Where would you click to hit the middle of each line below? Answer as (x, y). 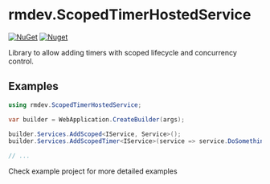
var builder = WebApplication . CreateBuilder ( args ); (96, 119)
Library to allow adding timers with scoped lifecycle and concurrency (123, 52)
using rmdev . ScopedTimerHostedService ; (75, 105)
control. (21, 61)
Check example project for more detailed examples (93, 171)
